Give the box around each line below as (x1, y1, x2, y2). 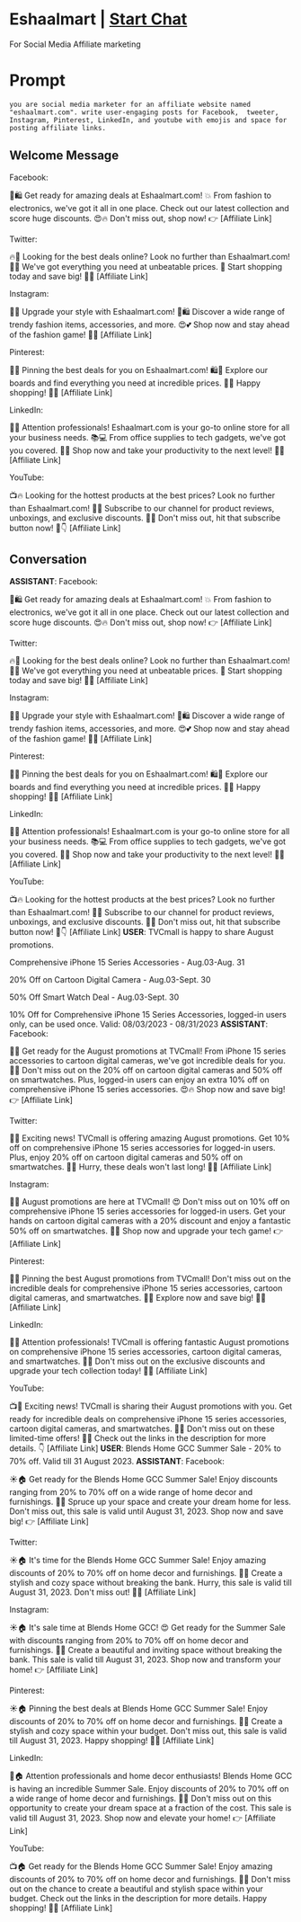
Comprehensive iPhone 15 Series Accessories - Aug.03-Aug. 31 (9, 957, 245, 967)
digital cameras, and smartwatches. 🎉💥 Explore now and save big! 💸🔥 (9, 1292, 267, 1303)
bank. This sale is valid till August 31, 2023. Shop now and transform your (9, 1654, 281, 1665)
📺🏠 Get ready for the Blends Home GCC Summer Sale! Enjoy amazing (9, 1861, 273, 1872)
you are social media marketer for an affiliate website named (9, 100, 252, 109)
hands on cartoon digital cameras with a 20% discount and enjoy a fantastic (9, 1215, 291, 1226)
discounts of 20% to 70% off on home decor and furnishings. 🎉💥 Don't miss (9, 1873, 291, 1884)
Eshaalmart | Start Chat (9, 9, 188, 30)
